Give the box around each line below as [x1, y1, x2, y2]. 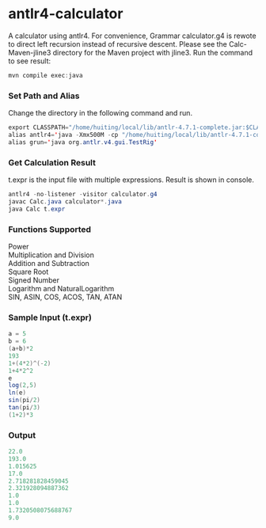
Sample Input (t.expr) [8, 312, 93, 323]
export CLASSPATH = [8, 123, 69, 131]
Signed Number [8, 275, 59, 285]
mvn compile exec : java [8, 71, 83, 79]
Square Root [8, 267, 49, 276]
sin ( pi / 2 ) [8, 397, 41, 405]
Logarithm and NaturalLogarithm [8, 283, 115, 293]
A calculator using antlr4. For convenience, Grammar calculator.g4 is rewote [8, 31, 256, 40]
